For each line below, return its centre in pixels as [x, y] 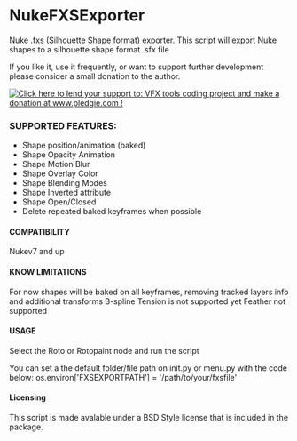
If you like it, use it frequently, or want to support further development [137, 67]
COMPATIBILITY [40, 231]
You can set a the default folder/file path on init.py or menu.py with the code [148, 368]
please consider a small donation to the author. [95, 76]
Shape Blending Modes [65, 183]
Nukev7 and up [37, 252]
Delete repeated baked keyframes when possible [112, 212]
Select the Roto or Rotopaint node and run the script [104, 350]
